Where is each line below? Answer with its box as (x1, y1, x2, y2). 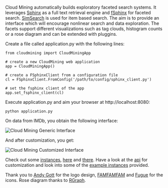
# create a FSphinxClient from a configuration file (5, 73, 118, 78)
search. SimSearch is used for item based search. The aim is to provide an (5, 15, 159, 21)
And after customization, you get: (5, 137, 74, 143)
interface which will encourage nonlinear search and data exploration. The (5, 20, 159, 26)
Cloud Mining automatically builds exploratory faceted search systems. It (5, 5, 156, 10)
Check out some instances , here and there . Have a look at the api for (5, 157, 148, 163)
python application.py (5, 109, 53, 114)
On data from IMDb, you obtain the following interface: (5, 118, 118, 123)
